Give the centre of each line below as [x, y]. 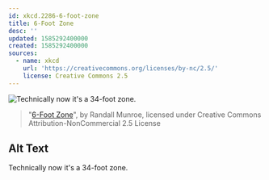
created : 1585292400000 [48, 46]
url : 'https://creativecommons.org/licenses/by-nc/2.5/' [121, 69]
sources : [23, 53]
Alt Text [28, 149]
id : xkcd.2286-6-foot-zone [54, 16]
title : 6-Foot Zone [41, 23]
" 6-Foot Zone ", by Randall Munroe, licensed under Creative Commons [145, 115]
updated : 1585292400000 [48, 38]
